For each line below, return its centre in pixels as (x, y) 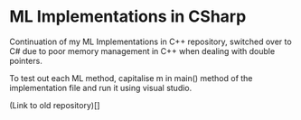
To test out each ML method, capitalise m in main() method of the (131, 78)
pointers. (26, 60)
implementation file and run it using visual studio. (101, 88)
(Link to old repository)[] (55, 105)
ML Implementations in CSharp (128, 17)
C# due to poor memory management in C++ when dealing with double (142, 51)
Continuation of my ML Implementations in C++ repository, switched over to (150, 42)
